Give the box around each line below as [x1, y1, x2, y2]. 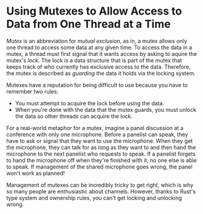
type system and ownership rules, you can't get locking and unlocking [6, 194, 182, 201]
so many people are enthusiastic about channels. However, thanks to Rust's [6, 187, 196, 195]
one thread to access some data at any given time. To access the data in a [6, 44, 193, 51]
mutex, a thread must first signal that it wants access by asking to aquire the [6, 50, 198, 57]
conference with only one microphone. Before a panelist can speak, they [6, 131, 188, 138]
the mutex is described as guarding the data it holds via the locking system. [6, 69, 196, 77]
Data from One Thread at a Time [6, 17, 171, 31]
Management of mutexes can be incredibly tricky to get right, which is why [6, 181, 193, 188]
